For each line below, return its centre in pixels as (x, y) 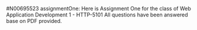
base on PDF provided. (34, 21)
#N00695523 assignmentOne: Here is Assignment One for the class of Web (98, 9)
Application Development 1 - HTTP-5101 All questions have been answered (97, 15)
